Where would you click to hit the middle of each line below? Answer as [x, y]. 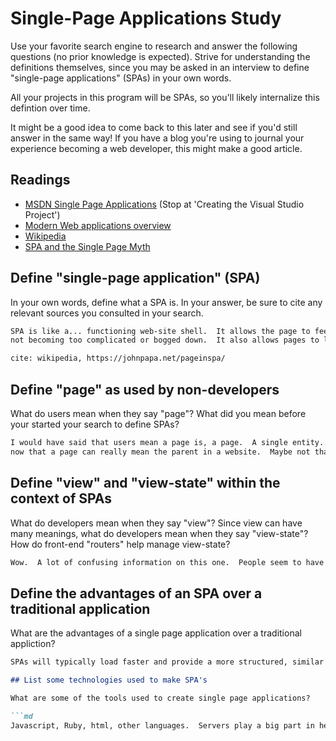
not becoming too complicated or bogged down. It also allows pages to [165, 340]
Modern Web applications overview [98, 225]
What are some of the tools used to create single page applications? [160, 698]
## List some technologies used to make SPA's [109, 680]
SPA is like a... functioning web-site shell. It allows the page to [160, 331]
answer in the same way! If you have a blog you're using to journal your [157, 138]
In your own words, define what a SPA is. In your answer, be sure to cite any [166, 302]
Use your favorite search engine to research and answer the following [154, 46]
